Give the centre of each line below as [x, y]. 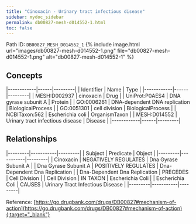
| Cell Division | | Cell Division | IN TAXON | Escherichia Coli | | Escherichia [95, 178]
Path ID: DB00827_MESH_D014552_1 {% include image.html [73, 45]
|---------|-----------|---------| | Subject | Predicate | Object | [81, 153]
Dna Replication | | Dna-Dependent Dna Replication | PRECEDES [111, 172]
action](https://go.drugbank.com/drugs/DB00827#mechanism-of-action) [94, 208]
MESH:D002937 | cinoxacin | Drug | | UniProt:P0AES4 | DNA [108, 96]
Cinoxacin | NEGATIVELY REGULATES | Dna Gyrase [116, 159]
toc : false [19, 28]
